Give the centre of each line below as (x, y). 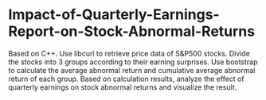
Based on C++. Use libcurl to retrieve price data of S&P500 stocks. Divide (129, 53)
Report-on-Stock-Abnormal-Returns (132, 31)
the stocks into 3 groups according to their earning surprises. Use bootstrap (133, 62)
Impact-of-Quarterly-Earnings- (114, 15)
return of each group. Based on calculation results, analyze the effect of (126, 79)
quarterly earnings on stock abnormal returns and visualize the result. (123, 87)
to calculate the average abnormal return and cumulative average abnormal (132, 70)
